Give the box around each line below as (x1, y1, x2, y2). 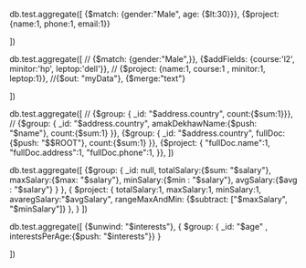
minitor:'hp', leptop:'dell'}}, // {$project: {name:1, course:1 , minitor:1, (9, 64, 267, 74)
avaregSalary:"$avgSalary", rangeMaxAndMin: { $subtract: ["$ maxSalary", (9, 194, 288, 204)
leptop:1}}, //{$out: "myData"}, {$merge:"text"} (9, 73, 185, 84)
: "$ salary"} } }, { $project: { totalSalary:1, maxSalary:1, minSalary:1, (9, 184, 262, 195)
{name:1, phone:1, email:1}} (9, 18, 111, 29)
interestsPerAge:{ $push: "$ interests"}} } (9, 231, 162, 242)
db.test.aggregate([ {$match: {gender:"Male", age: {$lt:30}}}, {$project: (9, 9, 280, 19)
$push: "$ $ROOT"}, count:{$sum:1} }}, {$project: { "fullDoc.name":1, (12, 138, 271, 148)
